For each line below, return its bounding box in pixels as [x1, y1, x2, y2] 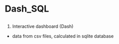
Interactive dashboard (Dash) [12, 23, 74, 29]
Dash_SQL [5, 3, 49, 15]
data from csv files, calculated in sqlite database [12, 33, 114, 39]
